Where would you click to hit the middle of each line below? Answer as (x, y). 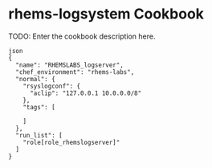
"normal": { (36, 79)
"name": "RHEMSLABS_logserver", (70, 65)
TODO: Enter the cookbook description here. (82, 36)
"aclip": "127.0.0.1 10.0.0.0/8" (86, 93)
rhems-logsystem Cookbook (106, 14)
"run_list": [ (39, 135)
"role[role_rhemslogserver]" (71, 142)
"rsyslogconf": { (52, 86)
